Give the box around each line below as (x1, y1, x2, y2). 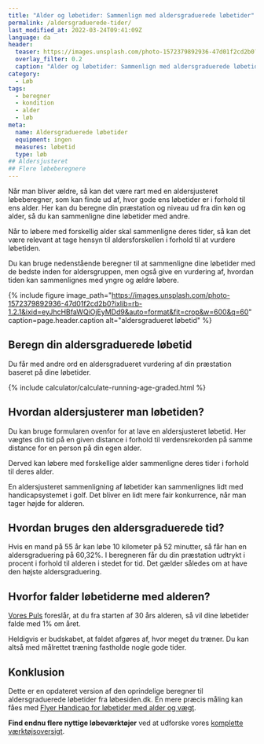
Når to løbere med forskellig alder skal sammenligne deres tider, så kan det (8, 227, 251, 236)
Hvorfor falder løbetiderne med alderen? (8, 590, 211, 603)
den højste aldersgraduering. (8, 567, 102, 577)
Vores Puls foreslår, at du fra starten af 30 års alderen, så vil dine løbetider (8, 610, 249, 621)
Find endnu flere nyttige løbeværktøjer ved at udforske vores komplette (8, 718, 244, 728)
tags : (8, 84, 26, 93)
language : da (8, 33, 51, 42)
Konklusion (8, 665, 65, 679)
